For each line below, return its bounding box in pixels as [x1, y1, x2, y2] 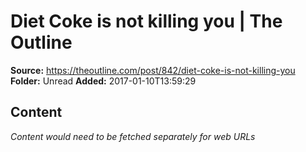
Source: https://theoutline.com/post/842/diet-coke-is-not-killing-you [10, 64, 296, 76]
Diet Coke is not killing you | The [10, 10, 283, 33]
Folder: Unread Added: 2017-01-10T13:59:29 [10, 75, 197, 87]
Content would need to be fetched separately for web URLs [10, 130, 256, 142]
